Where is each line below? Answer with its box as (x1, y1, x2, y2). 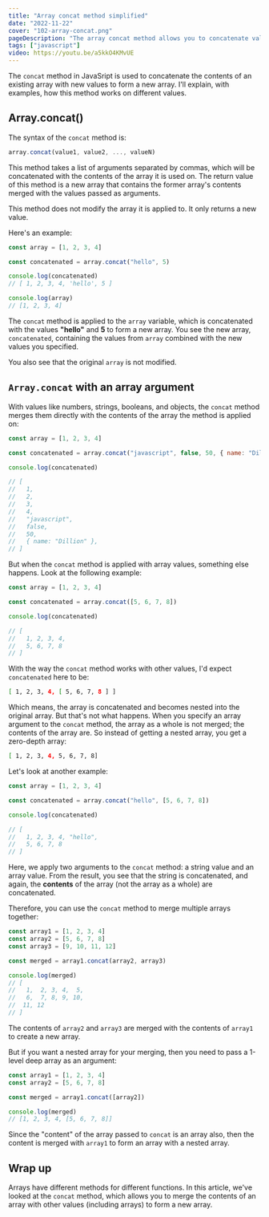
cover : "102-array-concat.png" (8, 26, 113, 34)
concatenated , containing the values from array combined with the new (8, 333, 243, 343)
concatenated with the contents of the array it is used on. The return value (8, 171, 254, 181)
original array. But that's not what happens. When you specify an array (8, 711, 242, 720)
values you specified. (8, 342, 78, 351)
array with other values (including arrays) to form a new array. (8, 1200, 213, 1210)
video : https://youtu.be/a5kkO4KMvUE (8, 49, 134, 57)
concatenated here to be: (8, 672, 90, 682)
